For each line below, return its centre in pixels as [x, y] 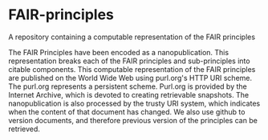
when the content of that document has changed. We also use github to [127, 112]
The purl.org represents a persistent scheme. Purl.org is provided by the [128, 86]
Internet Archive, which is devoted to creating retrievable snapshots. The [129, 94]
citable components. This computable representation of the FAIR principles [132, 69]
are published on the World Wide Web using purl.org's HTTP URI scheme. [130, 78]
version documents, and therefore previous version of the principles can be [133, 120]
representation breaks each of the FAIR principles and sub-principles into [129, 61]
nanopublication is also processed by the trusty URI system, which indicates [134, 103]
